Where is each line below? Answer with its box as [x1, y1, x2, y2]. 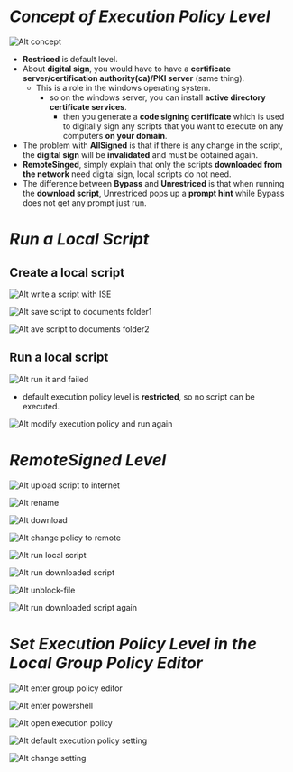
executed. [22, 400, 60, 411]
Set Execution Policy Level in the [9, 633, 257, 654]
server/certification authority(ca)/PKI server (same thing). [22, 72, 245, 83]
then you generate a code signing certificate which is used [62, 111, 285, 122]
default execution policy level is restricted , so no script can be [22, 391, 255, 402]
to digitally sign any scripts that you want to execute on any [62, 120, 284, 132]
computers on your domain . [62, 130, 168, 141]
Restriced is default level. [22, 53, 119, 64]
